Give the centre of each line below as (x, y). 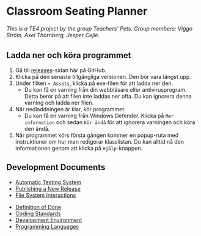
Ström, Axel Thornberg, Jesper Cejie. (53, 35)
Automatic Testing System (48, 182)
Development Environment (49, 220)
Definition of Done (38, 207)
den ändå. (37, 128)
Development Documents (56, 167)
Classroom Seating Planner (77, 11)
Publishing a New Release (48, 188)
